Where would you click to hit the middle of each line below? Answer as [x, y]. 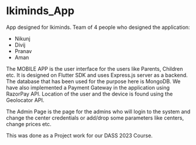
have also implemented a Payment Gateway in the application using [88, 87]
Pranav [23, 51]
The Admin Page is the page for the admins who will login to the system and [98, 111]
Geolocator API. [25, 100]
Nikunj [22, 38]
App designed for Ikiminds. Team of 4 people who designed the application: [98, 27]
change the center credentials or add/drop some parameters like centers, [95, 118]
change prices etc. [29, 124]
